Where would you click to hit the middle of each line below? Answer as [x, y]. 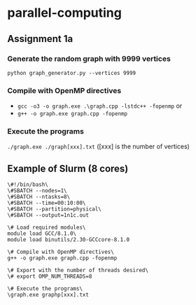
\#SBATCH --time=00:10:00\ [47, 203]
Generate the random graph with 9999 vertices [89, 59]
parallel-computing [65, 13]
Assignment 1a [40, 39]
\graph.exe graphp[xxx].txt [48, 295]
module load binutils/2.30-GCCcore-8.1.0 [69, 240]
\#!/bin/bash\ [28, 185]
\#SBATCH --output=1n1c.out [48, 215]
